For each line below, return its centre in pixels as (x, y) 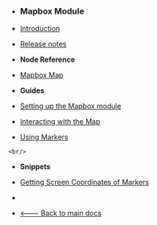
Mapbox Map (41, 75)
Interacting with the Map (60, 122)
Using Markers (44, 137)
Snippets (35, 167)
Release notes (43, 44)
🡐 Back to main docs (61, 213)
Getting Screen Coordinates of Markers (84, 183)
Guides (32, 90)
